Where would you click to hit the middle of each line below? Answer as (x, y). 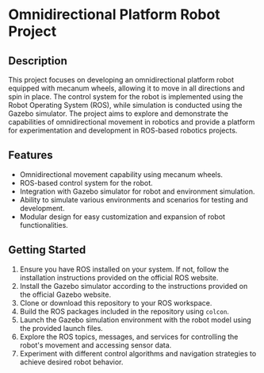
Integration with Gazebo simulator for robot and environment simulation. (137, 191)
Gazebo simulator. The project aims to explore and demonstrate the (118, 113)
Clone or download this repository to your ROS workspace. (116, 302)
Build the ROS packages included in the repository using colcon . (124, 311)
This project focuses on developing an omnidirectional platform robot (121, 80)
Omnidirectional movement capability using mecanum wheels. (121, 174)
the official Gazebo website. (65, 294)
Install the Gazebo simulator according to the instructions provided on (134, 286)
